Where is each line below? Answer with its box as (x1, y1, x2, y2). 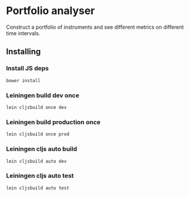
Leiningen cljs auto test (6, 172, 75, 180)
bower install (6, 77, 41, 83)
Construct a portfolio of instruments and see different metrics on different (6, 23, 184, 30)
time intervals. (6, 29, 41, 36)
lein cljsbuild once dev (6, 104, 67, 110)
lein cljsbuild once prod (6, 131, 69, 137)
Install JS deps (6, 64, 49, 73)
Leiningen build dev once (6, 91, 79, 99)
